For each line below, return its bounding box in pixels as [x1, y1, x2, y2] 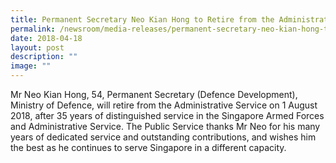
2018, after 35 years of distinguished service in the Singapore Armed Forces [10, 110, 325, 121]
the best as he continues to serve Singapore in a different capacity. [10, 142, 287, 153]
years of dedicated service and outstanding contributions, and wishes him [10, 131, 317, 143]
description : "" [10, 52, 78, 62]
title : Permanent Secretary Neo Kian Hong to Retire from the [10, 14, 275, 25]
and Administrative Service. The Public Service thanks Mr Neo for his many [10, 121, 321, 132]
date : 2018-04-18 [10, 33, 83, 43]
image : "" [10, 61, 52, 71]
